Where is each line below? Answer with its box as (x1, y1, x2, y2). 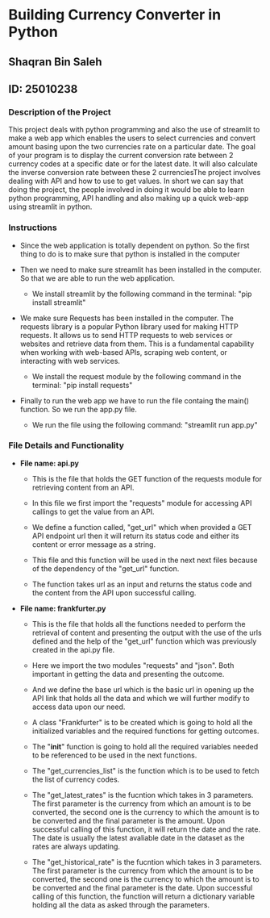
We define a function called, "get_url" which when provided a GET (31, 522, 252, 532)
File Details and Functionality (8, 440, 125, 451)
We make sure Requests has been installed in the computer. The (19, 313, 234, 323)
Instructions (8, 222, 58, 233)
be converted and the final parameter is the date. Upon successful (31, 883, 253, 892)
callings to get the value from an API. (31, 507, 155, 516)
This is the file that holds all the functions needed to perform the (31, 619, 246, 628)
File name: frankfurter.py (19, 603, 106, 613)
